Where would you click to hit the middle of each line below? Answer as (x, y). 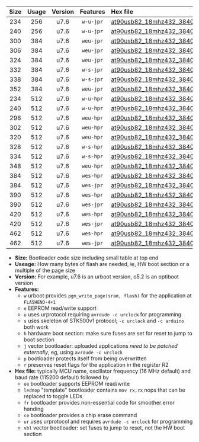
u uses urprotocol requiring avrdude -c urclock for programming (102, 314)
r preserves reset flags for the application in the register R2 (96, 365)
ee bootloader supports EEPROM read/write (77, 384)
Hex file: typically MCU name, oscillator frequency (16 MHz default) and (103, 371)
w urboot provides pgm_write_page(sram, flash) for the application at (107, 295)
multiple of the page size (45, 270)
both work (36, 327)
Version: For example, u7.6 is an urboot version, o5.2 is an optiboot (97, 277)
